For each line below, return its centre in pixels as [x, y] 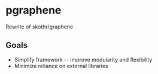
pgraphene [34, 10]
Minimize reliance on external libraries [61, 66]
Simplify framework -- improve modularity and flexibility [83, 59]
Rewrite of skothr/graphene [39, 27]
